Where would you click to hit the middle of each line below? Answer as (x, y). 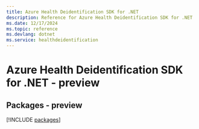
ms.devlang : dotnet (31, 35)
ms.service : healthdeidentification (52, 40)
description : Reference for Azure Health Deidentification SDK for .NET (99, 18)
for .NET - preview (53, 83)
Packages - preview (44, 105)
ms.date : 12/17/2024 (32, 23)
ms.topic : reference (32, 29)
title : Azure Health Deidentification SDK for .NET (72, 12)
